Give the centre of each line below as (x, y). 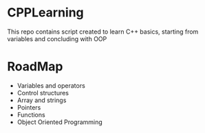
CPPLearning (45, 13)
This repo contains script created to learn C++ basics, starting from (103, 32)
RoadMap (35, 67)
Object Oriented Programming (60, 122)
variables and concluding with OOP (57, 38)
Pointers (29, 107)
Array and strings (42, 100)
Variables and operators (51, 85)
